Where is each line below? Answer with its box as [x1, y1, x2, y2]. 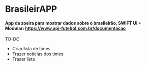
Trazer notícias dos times [12, 51, 64, 57]
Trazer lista [12, 56, 35, 62]
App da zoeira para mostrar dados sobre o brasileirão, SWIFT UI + [5, 20, 142, 26]
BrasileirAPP [5, 3, 58, 15]
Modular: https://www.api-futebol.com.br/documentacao [5, 25, 126, 31]
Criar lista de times [12, 46, 51, 52]
